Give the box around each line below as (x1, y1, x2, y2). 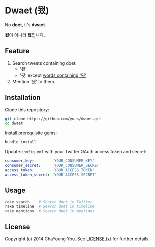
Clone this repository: (5, 106, 50, 113)
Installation (5, 93, 41, 102)
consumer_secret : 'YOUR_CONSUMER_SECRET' (5, 163, 101, 168)
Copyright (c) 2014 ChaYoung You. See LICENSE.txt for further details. (5, 236, 150, 242)
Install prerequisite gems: (5, 130, 57, 136)
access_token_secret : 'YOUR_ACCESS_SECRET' (5, 172, 97, 177)
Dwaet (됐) (5, 5, 49, 16)
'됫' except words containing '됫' (19, 72, 87, 78)
